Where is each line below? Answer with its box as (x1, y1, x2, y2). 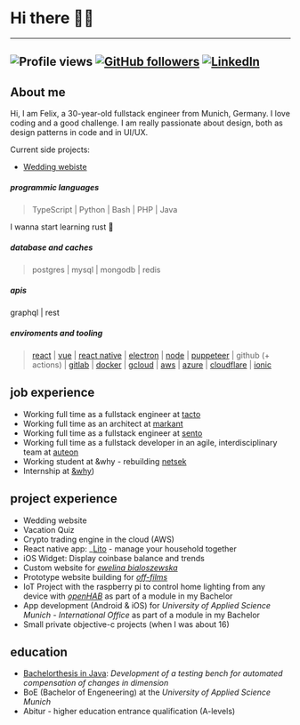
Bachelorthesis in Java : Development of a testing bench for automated (22, 668, 283, 679)
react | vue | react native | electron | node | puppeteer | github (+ (31, 350, 271, 361)
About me (10, 85, 66, 100)
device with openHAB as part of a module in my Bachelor (22, 591, 233, 601)
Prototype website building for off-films (22, 571, 168, 582)
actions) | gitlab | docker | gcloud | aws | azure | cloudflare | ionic (31, 359, 272, 370)
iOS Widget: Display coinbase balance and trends (22, 552, 206, 563)
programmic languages (10, 181, 100, 192)
